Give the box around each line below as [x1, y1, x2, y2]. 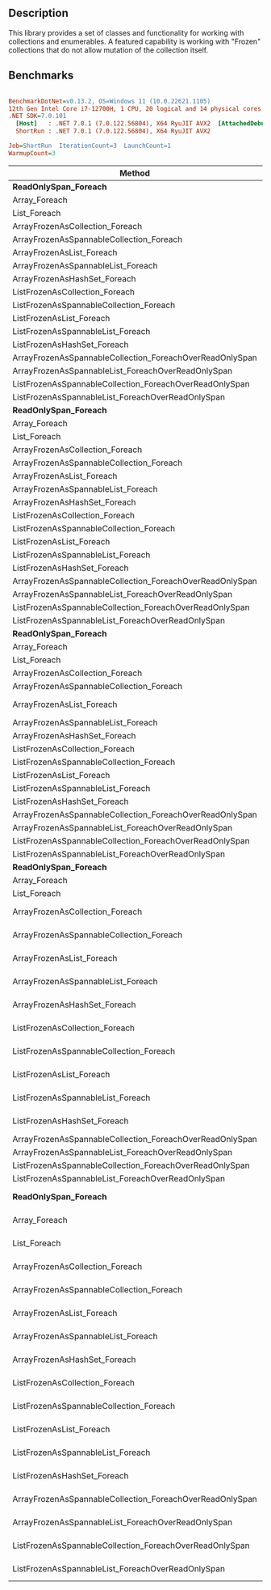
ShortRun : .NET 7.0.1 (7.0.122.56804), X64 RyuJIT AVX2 [15, 127, 211, 136]
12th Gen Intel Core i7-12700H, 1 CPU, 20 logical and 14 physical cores [8, 104, 262, 112]
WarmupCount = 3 [8, 149, 56, 157]
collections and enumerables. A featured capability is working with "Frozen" [8, 36, 261, 46]
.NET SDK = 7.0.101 [8, 112, 67, 121]
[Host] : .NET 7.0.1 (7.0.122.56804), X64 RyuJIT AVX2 [15, 120, 211, 128]
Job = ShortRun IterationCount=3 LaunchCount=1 [8, 142, 172, 150]
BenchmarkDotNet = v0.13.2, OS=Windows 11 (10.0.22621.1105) [8, 97, 211, 105]
